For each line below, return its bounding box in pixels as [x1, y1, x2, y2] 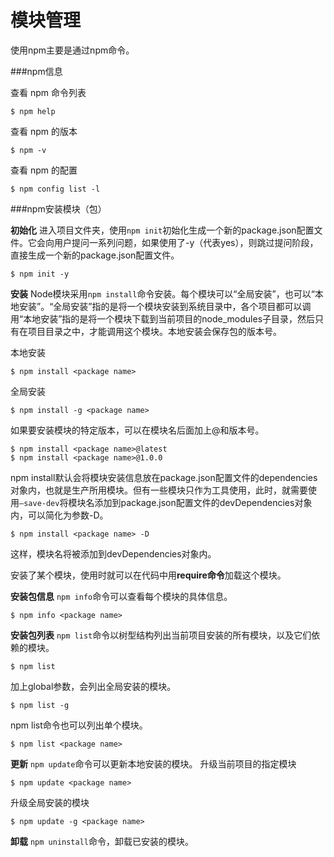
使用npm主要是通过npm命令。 [10, 44, 135, 56]
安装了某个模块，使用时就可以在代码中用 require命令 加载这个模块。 [10, 569, 287, 581]
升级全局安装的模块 [10, 796, 90, 808]
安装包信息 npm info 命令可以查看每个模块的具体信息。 [10, 590, 233, 602]
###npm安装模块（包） [10, 202, 107, 215]
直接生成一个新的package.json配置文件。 [10, 249, 180, 261]
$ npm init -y [10, 269, 70, 279]
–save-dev [19, 498, 60, 508]
